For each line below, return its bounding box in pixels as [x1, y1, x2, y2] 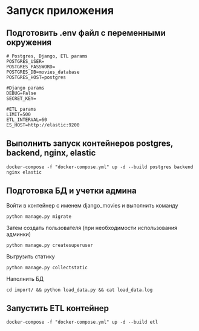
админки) [6, 231, 31, 238]
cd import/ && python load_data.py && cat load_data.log [6, 287, 153, 293]
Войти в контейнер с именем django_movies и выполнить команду [6, 202, 178, 209]
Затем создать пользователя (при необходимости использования [6, 224, 177, 231]
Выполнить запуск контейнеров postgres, [6, 139, 174, 149]
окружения [6, 37, 52, 47]
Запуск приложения [6, 4, 114, 18]
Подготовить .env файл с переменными [6, 28, 166, 38]
